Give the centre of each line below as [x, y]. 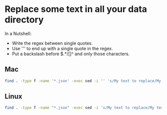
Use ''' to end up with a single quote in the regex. [62, 48]
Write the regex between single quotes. [52, 43]
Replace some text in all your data [76, 9]
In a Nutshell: [18, 33]
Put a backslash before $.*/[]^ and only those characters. [71, 54]
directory [24, 20]
